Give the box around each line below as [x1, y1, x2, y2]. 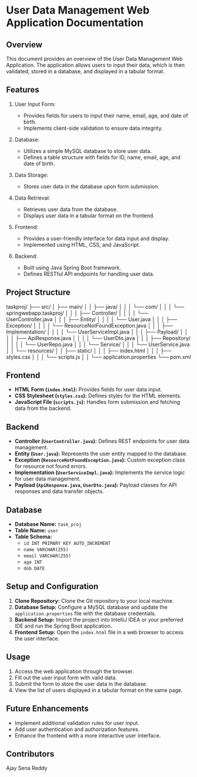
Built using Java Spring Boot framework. [23, 264, 122, 271]
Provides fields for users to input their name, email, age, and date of [23, 112, 188, 119]
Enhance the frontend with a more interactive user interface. [14, 732, 161, 739]
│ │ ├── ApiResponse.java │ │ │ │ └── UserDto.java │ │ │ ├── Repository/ [6, 334, 191, 341]
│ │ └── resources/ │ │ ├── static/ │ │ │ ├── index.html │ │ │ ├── [6, 347, 172, 354]
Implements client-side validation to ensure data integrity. [23, 125, 163, 132]
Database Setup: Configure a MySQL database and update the [14, 603, 168, 610]
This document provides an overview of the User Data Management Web [6, 56, 183, 62]
